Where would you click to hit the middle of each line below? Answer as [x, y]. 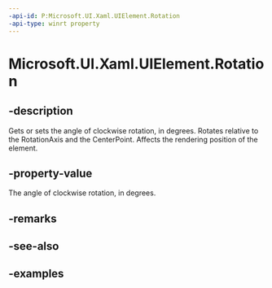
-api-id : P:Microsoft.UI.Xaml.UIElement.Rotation [94, 16]
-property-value [50, 173]
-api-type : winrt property [54, 24]
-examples [36, 274]
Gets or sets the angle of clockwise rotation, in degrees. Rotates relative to [134, 130]
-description [41, 111]
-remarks [33, 218]
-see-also [34, 246]
